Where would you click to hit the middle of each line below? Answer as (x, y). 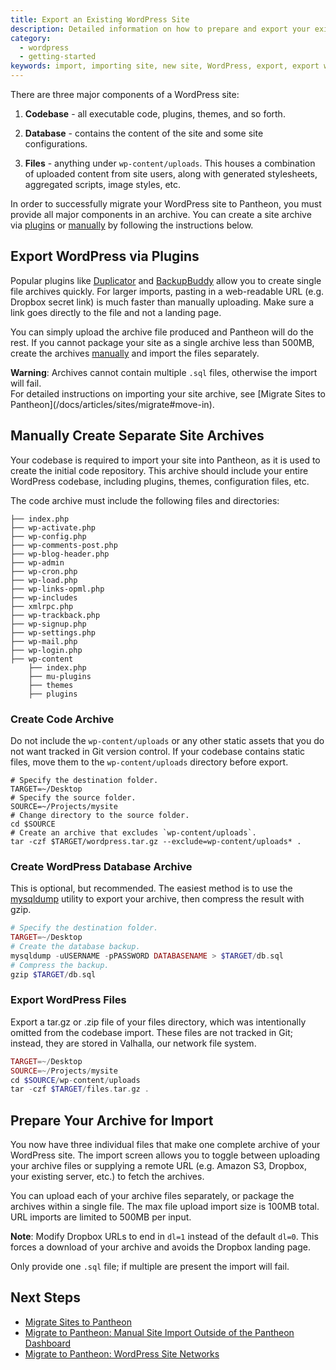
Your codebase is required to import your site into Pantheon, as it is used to (165, 460)
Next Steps (45, 1297)
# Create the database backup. (75, 946)
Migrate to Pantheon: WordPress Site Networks (122, 1353)
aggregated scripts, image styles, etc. (103, 184)
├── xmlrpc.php (42, 606)
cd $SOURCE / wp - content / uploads (75, 1080)
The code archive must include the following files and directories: (145, 500)
